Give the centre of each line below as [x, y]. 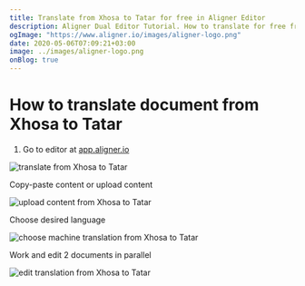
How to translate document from [134, 105]
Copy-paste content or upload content [81, 184]
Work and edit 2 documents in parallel [80, 254]
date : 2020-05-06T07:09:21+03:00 [73, 43]
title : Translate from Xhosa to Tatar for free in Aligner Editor [138, 18]
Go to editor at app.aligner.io [76, 149]
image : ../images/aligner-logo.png [77, 52]
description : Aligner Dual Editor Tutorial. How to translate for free [148, 26]
